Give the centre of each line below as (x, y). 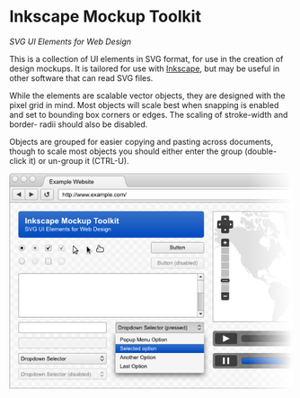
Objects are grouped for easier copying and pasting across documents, (141, 141)
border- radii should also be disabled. (79, 124)
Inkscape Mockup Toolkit (106, 17)
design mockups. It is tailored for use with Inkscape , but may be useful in (145, 68)
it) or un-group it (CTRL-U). (79, 160)
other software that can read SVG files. (81, 77)
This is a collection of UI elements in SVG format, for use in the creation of (146, 59)
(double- (260, 151)
